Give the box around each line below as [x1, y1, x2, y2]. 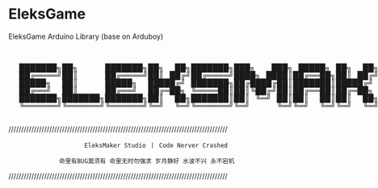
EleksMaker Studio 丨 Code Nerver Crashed [84, 141, 229, 149]
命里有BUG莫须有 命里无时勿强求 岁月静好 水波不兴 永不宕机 [59, 157, 235, 165]
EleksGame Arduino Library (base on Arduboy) [8, 31, 164, 41]
